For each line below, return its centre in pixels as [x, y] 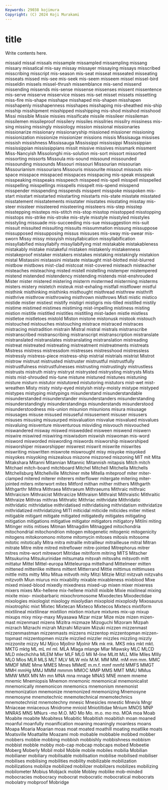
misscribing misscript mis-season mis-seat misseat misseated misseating [81, 74]
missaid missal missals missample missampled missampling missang [76, 63]
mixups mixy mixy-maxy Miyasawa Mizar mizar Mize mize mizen [72, 617]
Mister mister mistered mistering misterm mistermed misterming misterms [81, 281]
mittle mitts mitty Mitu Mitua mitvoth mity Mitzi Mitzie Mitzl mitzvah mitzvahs [84, 574]
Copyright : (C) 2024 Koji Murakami [42, 15]
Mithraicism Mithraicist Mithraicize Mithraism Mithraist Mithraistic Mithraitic [83, 495]
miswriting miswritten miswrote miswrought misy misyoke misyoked [75, 452]
